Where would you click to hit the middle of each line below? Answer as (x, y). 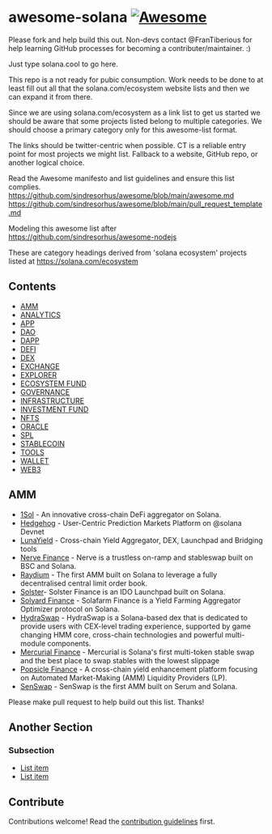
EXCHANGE (40, 366)
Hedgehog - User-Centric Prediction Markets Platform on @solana (131, 523)
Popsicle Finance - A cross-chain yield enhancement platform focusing (138, 669)
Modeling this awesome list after (63, 228)
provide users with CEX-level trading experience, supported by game (135, 626)
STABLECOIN (42, 443)
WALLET (34, 460)
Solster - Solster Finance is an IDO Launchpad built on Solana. (123, 591)
